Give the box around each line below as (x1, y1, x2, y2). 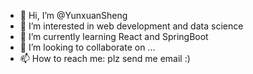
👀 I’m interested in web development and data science (19, 20, 244, 32)
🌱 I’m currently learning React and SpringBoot (19, 31, 209, 42)
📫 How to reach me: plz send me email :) (19, 53, 191, 64)
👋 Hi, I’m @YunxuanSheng (19, 10, 128, 21)
